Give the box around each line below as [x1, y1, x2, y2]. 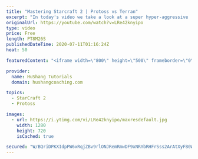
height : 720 [16, 128, 46, 134]
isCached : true [16, 133, 54, 139]
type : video [6, 25, 35, 31]
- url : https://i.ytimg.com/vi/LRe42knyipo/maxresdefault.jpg [11, 117, 167, 122]
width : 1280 [16, 122, 46, 128]
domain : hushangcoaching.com [11, 79, 83, 85]
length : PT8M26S [6, 36, 46, 42]
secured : [6, 144, 28, 150]
